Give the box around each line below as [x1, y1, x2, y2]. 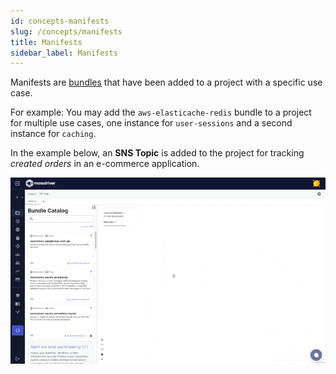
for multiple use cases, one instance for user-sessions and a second [10, 117, 293, 129]
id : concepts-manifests [10, 16, 110, 26]
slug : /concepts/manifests [10, 26, 123, 37]
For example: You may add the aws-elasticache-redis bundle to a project [10, 106, 312, 119]
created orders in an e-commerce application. [10, 158, 200, 170]
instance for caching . [10, 128, 97, 140]
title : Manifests [10, 37, 83, 47]
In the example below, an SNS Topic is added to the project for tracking [10, 147, 305, 159]
